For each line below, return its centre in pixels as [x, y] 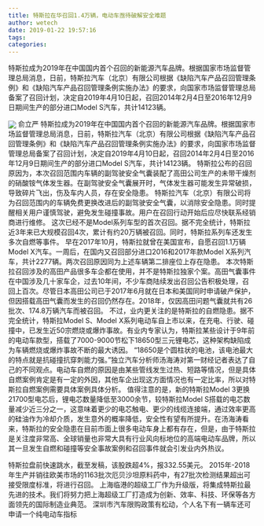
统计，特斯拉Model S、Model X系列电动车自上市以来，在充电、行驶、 [134, 321]
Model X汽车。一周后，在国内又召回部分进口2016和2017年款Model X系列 [126, 252]
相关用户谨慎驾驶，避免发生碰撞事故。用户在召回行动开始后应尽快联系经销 [135, 212]
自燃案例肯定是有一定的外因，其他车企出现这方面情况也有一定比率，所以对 [128, 380]
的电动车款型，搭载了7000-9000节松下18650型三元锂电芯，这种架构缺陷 [126, 340]
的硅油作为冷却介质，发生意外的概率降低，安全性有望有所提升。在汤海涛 [125, 419]
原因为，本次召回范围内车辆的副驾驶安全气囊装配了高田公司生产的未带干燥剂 [132, 173]
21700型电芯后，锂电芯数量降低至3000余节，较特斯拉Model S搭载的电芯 [126, 399]
